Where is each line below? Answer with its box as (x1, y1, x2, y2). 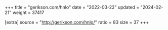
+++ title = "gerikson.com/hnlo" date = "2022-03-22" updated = (5, 4, 140, 10)
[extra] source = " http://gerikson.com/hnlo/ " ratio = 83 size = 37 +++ (5, 19, 149, 25)
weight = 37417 (12, 9, 45, 15)
